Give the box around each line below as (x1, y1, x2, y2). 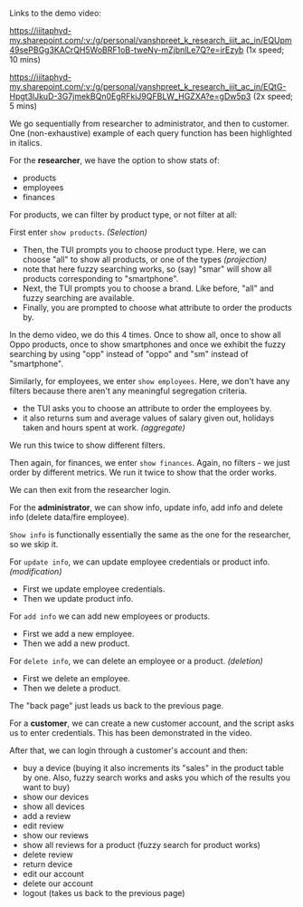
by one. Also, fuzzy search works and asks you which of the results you (22, 772, 291, 783)
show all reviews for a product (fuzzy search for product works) (22, 840, 260, 850)
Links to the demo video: (9, 8, 102, 18)
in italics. (9, 138, 43, 148)
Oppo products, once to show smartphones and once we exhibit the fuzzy (9, 339, 287, 350)
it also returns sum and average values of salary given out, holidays (22, 412, 274, 423)
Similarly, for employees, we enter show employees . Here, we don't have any (9, 376, 290, 386)
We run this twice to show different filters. (9, 439, 166, 450)
